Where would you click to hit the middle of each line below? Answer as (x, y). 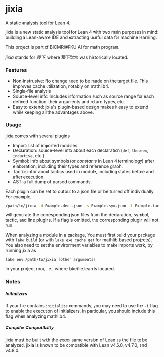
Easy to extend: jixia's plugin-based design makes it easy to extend (81, 107)
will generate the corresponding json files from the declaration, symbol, (78, 215)
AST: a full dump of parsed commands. (52, 182)
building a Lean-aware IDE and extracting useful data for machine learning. (81, 37)
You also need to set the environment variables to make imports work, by (79, 245)
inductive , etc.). (29, 155)
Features (16, 70)
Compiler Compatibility (30, 327)
